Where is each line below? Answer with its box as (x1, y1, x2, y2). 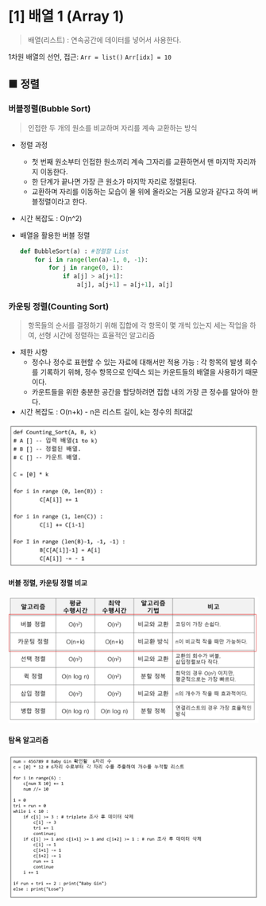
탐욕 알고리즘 (8, 735, 49, 745)
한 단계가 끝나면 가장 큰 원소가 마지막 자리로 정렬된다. (31, 177, 197, 186)
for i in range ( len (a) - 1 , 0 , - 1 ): (34, 255, 148, 263)
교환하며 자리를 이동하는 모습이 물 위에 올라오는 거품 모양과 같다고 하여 (31, 186, 250, 196)
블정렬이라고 (31, 196, 71, 206)
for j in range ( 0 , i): (48, 264, 124, 272)
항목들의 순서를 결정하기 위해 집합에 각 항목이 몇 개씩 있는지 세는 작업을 (27, 321, 249, 330)
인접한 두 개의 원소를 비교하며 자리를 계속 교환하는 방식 (27, 122, 198, 132)
